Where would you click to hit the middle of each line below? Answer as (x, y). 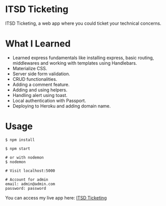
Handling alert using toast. (40, 95)
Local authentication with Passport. (49, 100)
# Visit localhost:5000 (30, 171)
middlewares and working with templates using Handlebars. (75, 63)
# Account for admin (27, 179)
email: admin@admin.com (30, 184)
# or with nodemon (24, 158)
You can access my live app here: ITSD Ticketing (56, 197)
